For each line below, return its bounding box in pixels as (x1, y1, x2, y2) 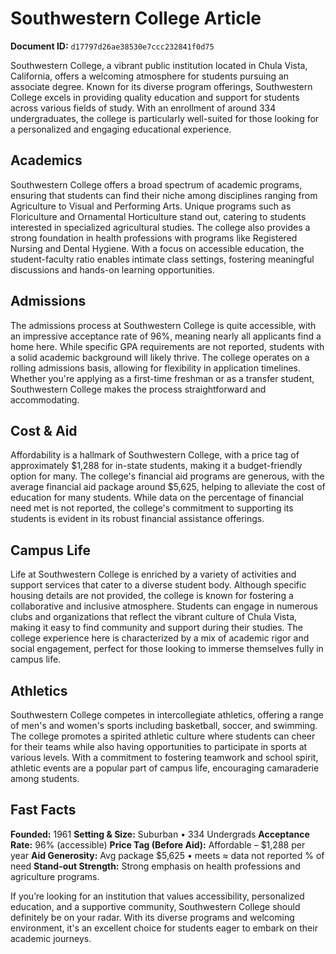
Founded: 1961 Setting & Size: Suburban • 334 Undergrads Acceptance (10, 828, 310, 840)
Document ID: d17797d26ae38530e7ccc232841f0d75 (10, 40, 215, 52)
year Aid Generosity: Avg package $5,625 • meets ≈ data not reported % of (10, 849, 325, 861)
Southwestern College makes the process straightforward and (10, 383, 267, 395)
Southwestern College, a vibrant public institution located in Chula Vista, (10, 59, 308, 71)
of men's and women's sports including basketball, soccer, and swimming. (10, 720, 318, 731)
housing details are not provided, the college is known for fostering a (10, 590, 294, 602)
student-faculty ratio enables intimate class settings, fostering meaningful (10, 253, 315, 265)
